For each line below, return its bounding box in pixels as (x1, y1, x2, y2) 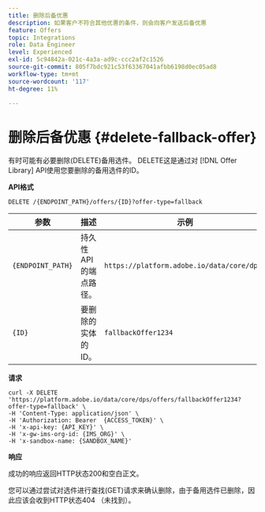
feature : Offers (8, 26, 62, 34)
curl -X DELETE (8, 389, 58, 397)
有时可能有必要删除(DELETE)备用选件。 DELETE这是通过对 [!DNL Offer (8, 155, 237, 166)
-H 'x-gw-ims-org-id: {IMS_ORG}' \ (8, 431, 125, 439)
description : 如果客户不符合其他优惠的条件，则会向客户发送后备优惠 (8, 19, 207, 27)
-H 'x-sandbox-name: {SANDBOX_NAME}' (8, 437, 132, 446)
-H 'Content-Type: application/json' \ (8, 409, 140, 418)
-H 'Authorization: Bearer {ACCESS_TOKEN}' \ (8, 417, 164, 424)
